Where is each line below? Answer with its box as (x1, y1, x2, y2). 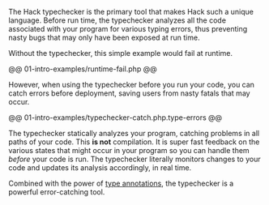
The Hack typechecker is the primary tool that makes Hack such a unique (8, 7, 254, 16)
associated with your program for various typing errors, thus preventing (8, 24, 248, 33)
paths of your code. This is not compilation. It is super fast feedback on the (8, 137, 260, 147)
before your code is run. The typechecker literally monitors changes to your (8, 154, 261, 164)
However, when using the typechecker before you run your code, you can (8, 80, 255, 89)
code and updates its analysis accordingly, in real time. (8, 163, 192, 173)
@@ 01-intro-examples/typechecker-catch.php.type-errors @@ (8, 113, 223, 122)
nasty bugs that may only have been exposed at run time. (8, 32, 200, 42)
